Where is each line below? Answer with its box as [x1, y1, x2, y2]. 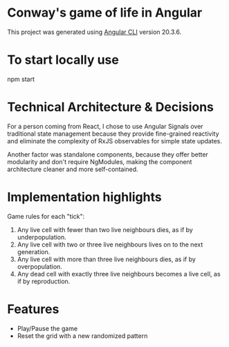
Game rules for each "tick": [7, 212, 85, 220]
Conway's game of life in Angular [7, 5, 203, 21]
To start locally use [7, 52, 119, 68]
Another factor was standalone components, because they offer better [7, 150, 209, 159]
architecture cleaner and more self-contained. [7, 165, 138, 173]
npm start [7, 75, 35, 83]
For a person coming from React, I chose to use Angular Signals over [7, 122, 203, 130]
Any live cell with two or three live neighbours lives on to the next [17, 240, 203, 249]
